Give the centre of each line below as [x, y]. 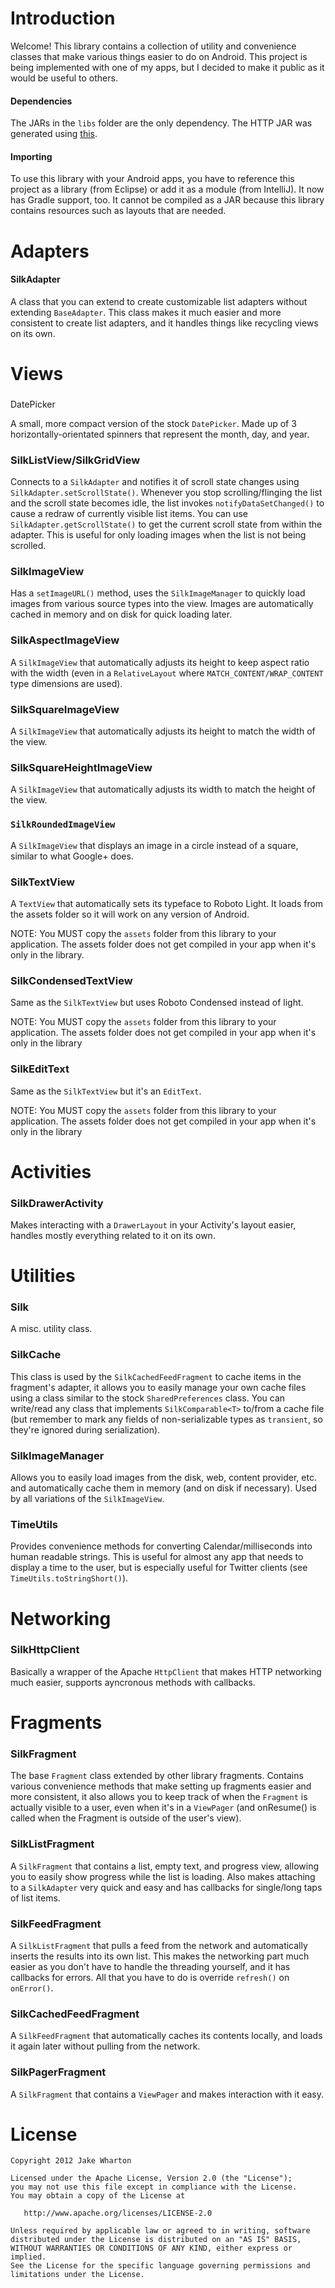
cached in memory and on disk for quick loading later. [121, 614]
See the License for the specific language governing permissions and [160, 2266]
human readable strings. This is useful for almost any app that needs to [157, 1557]
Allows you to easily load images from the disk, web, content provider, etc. [163, 1478]
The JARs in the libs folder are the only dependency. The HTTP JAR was [161, 123]
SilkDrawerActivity [57, 1203]
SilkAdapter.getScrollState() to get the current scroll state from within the [166, 524]
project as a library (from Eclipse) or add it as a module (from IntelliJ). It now [167, 189]
